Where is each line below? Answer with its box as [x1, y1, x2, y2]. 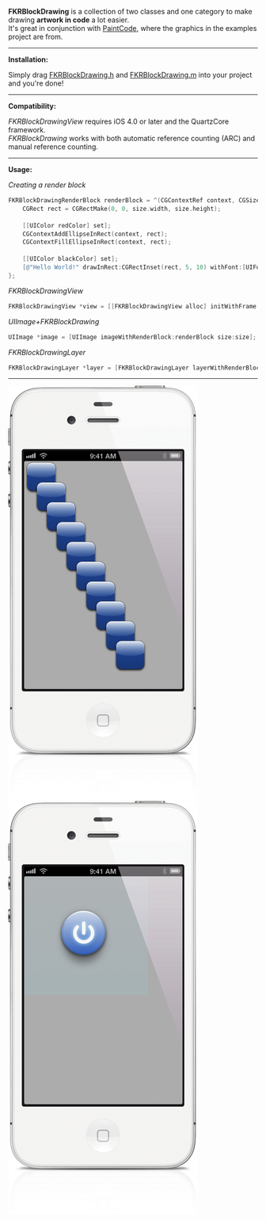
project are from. [8, 32, 63, 41]
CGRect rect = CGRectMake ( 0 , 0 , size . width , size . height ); [22, 205, 222, 212]
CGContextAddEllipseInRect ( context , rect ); [22, 230, 169, 238]
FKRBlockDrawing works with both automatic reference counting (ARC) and [8, 134, 256, 143]
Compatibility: [8, 101, 57, 110]
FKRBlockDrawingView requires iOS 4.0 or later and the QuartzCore [8, 117, 230, 126]
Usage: [8, 165, 33, 174]
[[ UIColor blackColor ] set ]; [22, 255, 119, 263]
